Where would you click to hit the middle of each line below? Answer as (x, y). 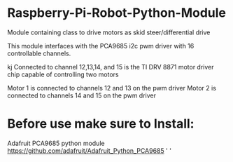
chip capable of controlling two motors (63, 74)
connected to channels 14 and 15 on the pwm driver (82, 95)
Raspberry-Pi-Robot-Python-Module (116, 13)
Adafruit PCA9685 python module (56, 143)
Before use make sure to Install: (101, 124)
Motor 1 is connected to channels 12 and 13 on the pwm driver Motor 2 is (112, 88)
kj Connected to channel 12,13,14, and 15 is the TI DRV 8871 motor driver (111, 67)
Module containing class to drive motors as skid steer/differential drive (109, 32)
